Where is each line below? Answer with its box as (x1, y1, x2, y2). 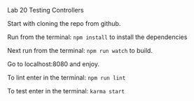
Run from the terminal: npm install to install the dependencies (7, 33, 188, 41)
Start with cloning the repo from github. (7, 20, 121, 27)
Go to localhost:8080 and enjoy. (7, 60, 100, 68)
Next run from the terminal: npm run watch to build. (7, 47, 153, 54)
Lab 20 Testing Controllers (7, 6, 84, 14)
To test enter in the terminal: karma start (7, 87, 125, 95)
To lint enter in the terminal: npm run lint (7, 73, 126, 81)
